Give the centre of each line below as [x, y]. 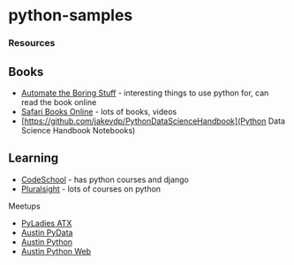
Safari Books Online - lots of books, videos [99, 111]
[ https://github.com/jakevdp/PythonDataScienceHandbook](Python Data [153, 121]
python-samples [71, 15]
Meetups [24, 206]
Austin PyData [47, 232]
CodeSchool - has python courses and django [105, 179]
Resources [32, 43]
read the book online [59, 102]
